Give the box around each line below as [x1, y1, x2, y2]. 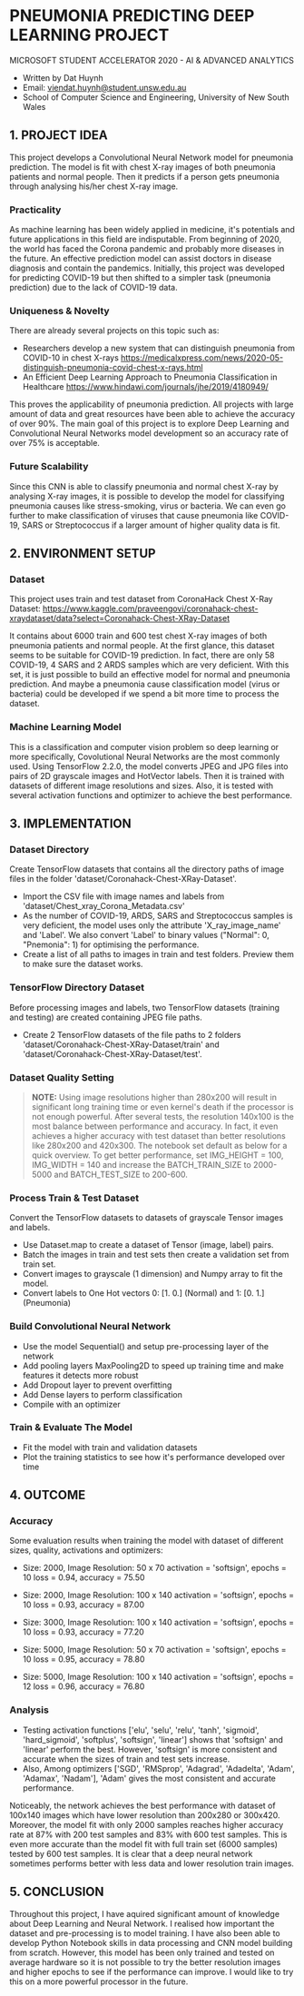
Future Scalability [9, 460, 89, 473]
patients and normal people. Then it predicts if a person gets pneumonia [9, 171, 279, 182]
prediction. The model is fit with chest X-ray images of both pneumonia [9, 161, 276, 173]
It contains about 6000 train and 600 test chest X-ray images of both [9, 630, 268, 641]
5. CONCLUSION [9, 1884, 104, 1900]
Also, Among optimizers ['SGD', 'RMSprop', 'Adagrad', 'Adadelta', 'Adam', [22, 1763, 295, 1774]
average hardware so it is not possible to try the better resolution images [9, 1956, 281, 1967]
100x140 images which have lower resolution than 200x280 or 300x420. [9, 1809, 280, 1821]
